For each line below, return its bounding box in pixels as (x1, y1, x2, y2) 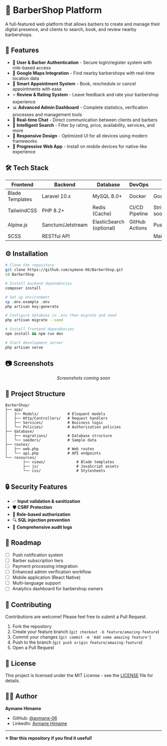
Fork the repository (12, 624, 52, 630)
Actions (129, 224, 148, 231)
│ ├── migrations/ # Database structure (5, 433, 112, 438)
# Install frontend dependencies (5, 327, 75, 332)
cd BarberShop (5, 272, 35, 277)
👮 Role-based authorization (12, 511, 71, 517)
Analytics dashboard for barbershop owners (12, 586, 103, 592)
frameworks (12, 138, 37, 144)
